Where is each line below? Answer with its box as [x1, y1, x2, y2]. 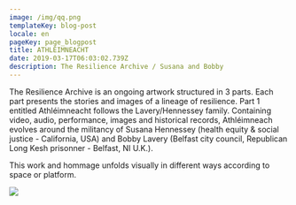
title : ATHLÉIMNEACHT [9, 46, 90, 55]
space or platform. [9, 169, 77, 179]
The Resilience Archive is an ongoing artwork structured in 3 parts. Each [9, 86, 274, 97]
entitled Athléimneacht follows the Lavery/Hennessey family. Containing [9, 105, 272, 116]
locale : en [9, 29, 50, 38]
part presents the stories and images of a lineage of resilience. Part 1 [9, 95, 261, 106]
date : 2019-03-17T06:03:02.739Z [9, 54, 129, 63]
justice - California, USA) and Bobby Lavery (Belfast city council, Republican [9, 133, 288, 144]
